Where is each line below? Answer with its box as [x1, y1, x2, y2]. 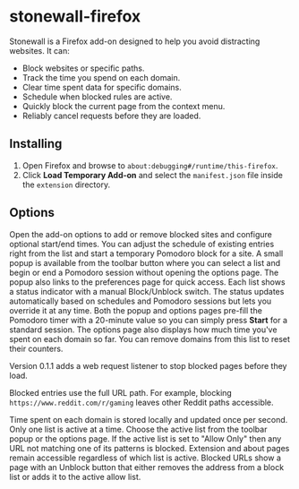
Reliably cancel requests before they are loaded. [21, 110, 201, 121]
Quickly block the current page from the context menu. [21, 100, 226, 111]
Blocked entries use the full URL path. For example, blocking [9, 387, 233, 398]
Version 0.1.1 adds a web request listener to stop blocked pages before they [9, 360, 287, 371]
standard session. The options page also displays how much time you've [9, 324, 278, 335]
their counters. [9, 343, 64, 354]
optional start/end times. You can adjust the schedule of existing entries [9, 238, 275, 249]
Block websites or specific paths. [21, 63, 145, 73]
